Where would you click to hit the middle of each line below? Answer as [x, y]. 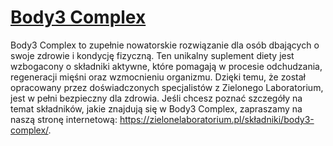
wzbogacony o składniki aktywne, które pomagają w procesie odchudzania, [166, 66]
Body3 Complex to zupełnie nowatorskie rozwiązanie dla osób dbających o [165, 45]
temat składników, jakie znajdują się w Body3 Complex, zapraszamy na [156, 108]
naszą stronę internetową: [64, 119]
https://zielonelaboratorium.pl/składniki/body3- [217, 119]
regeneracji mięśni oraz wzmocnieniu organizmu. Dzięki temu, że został [158, 77]
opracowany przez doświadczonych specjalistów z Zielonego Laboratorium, [167, 87]
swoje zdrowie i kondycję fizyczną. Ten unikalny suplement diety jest [152, 55]
